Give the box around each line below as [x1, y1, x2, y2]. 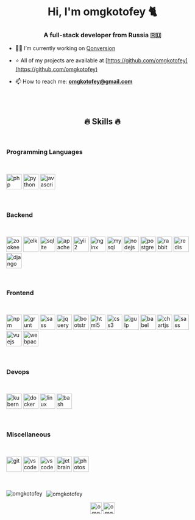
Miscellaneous [6, 430, 51, 439]
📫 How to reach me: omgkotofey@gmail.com [15, 78, 133, 86]
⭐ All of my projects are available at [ [15, 57, 108, 64]
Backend [6, 210, 34, 219]
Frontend [6, 288, 34, 297]
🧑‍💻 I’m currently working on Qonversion [15, 45, 116, 52]
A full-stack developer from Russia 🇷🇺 [43, 31, 161, 40]
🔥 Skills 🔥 [84, 116, 121, 126]
